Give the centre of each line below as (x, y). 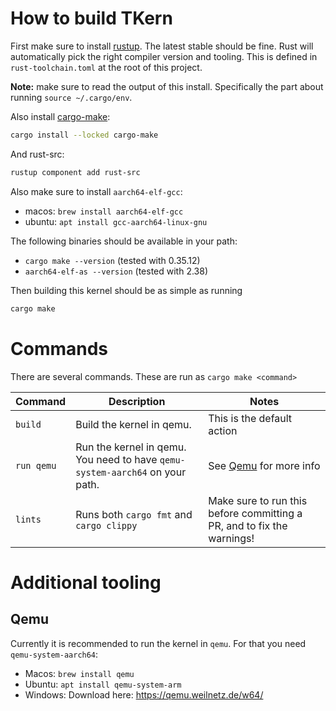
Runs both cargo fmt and (134, 514)
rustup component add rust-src (75, 172)
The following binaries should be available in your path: (124, 241)
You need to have (116, 459)
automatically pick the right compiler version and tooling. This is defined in (164, 56)
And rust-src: (37, 154)
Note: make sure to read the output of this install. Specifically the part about (167, 86)
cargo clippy (106, 525)
